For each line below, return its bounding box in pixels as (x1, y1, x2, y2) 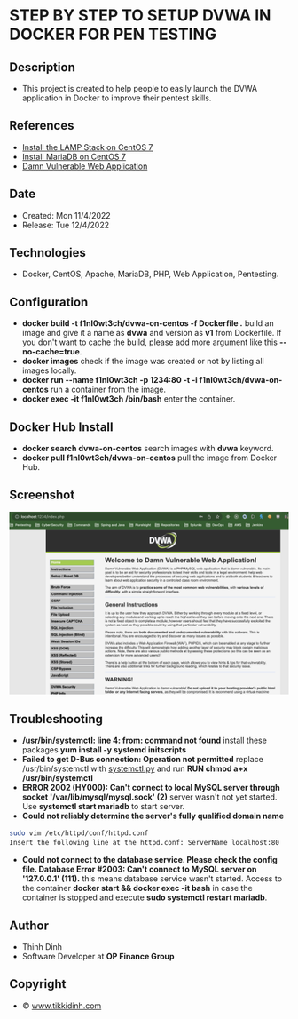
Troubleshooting (9, 712, 104, 727)
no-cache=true (21, 346, 80, 357)
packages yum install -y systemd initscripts (21, 744, 187, 755)
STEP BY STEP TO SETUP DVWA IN (9, 5, 271, 26)
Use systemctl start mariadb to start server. (21, 801, 185, 812)
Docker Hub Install (9, 419, 114, 434)
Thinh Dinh (21, 942, 63, 952)
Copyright (9, 976, 67, 991)
